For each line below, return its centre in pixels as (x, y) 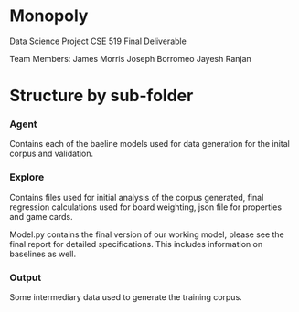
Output (26, 277)
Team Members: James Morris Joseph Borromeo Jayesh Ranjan (130, 58)
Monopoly (49, 16)
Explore (27, 177)
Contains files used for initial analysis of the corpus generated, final (137, 197)
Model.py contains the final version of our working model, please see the (147, 234)
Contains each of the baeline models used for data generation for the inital (149, 144)
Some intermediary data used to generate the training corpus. (126, 297)
